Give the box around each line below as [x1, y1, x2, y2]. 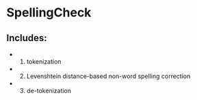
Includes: [6, 32, 47, 44]
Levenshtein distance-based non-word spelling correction [26, 72, 191, 80]
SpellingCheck [6, 5, 92, 21]
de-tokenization [26, 87, 72, 95]
